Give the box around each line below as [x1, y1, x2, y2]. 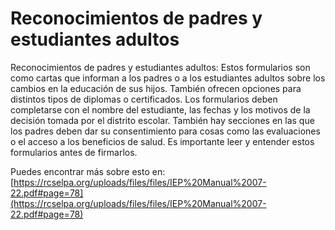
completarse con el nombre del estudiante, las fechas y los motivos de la [10, 103, 311, 116]
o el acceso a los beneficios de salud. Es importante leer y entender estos [10, 135, 315, 147]
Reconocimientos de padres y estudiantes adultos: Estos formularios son [10, 61, 311, 73]
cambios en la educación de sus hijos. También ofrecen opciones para [10, 82, 302, 94]
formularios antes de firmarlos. [10, 146, 138, 158]
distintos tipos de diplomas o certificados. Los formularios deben [10, 93, 278, 105]
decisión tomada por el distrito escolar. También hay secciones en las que [10, 114, 315, 126]
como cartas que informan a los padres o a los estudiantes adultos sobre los [10, 72, 326, 84]
